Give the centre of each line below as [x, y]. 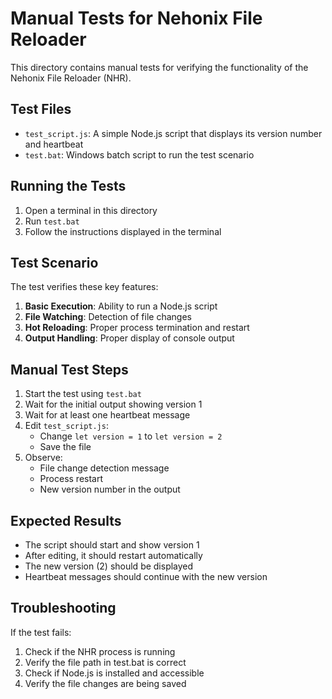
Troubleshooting [63, 608]
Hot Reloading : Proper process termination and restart [137, 328]
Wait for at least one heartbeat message [107, 415]
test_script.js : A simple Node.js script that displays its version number [173, 133]
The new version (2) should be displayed [109, 566]
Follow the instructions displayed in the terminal [123, 231]
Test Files [41, 109]
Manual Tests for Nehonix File [136, 18]
